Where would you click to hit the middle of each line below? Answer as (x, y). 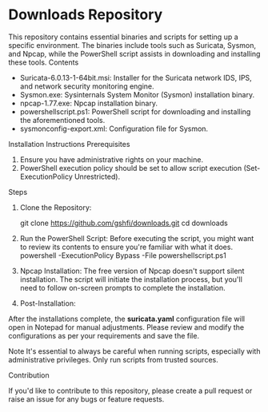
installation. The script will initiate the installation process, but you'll (131, 279)
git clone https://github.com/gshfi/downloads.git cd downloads (124, 223)
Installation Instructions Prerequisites (69, 144)
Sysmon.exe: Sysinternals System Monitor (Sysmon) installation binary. (137, 94)
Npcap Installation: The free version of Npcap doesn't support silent (132, 271)
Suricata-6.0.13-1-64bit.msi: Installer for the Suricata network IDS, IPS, (136, 77)
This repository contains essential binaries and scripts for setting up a (123, 37)
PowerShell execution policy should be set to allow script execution (131, 168)
